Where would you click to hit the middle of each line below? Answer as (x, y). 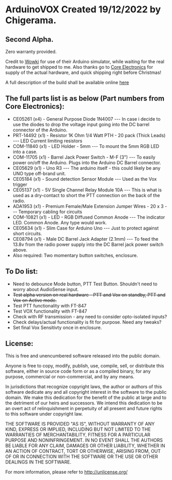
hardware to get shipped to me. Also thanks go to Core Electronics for (79, 67)
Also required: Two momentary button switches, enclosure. (75, 255)
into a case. (25, 151)
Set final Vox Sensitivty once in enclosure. (57, 328)
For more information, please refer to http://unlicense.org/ (66, 472)
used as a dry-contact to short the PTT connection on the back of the (86, 195)
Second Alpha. (30, 39)
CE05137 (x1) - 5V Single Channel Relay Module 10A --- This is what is (87, 190)
